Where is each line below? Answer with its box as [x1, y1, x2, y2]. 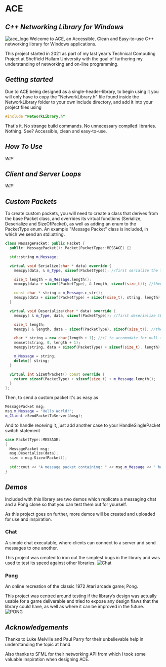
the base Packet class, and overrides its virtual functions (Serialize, [5, 216, 142, 222]
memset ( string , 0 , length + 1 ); [14, 340, 81, 345]
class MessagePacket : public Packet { [5, 241, 85, 246]
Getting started [5, 75, 53, 84]
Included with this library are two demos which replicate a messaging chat [5, 496, 157, 502]
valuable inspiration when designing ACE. [5, 656, 90, 662]
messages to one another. [5, 545, 58, 551]
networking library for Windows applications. [5, 41, 97, 47]
